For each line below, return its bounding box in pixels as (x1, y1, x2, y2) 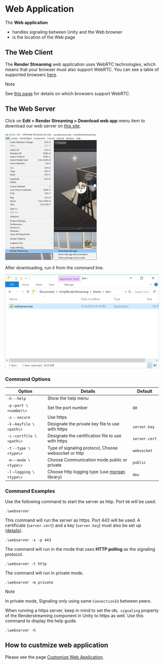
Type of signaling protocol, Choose (47, 445, 118, 451)
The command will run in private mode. (5, 570, 84, 576)
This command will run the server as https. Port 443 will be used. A (5, 517, 141, 523)
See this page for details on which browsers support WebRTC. (5, 90, 131, 96)
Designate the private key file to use (47, 421, 120, 427)
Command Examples (5, 487, 55, 494)
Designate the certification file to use (47, 433, 122, 439)
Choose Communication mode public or (47, 457, 127, 463)
